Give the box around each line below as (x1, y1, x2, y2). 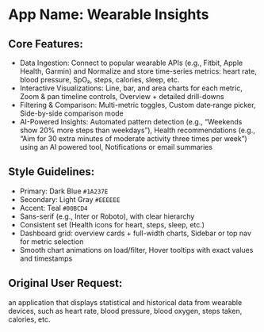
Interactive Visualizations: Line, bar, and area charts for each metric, (19, 83, 243, 93)
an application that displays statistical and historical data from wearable (8, 297, 243, 307)
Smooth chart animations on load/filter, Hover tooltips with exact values (19, 245, 254, 254)
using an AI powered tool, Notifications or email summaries (19, 143, 212, 151)
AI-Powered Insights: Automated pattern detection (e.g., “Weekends (19, 117, 243, 126)
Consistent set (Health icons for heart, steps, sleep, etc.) (19, 219, 205, 229)
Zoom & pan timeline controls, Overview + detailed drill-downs (19, 92, 224, 101)
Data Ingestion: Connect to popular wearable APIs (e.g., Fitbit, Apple (19, 58, 243, 67)
